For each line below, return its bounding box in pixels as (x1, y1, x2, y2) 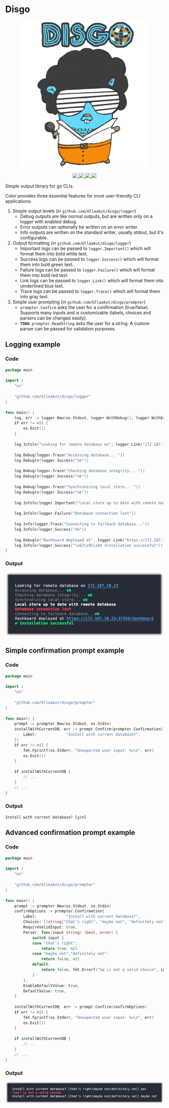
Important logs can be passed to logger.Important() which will (20, 245, 151, 251)
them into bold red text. (20, 272, 69, 278)
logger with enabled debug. (20, 218, 77, 225)
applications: (5, 198, 32, 204)
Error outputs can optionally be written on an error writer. (20, 224, 138, 230)
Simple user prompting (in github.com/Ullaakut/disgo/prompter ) (12, 299, 146, 305)
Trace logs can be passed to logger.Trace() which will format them (20, 288, 160, 294)
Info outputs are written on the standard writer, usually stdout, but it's (20, 229, 164, 235)
